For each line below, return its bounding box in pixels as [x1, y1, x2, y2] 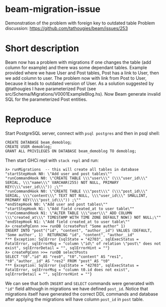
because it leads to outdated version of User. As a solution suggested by [5, 80, 154, 86]
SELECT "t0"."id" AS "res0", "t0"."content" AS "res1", [5, 254, 123, 259]
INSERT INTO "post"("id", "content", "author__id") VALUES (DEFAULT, [5, 228, 153, 233]
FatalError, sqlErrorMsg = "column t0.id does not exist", [5, 267, 130, 272]
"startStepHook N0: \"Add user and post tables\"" [5, 171, 112, 176]
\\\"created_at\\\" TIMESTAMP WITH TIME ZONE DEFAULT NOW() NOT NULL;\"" [5, 215, 162, 220]
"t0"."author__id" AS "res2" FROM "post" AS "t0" [5, 258, 110, 264]
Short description [5, 43, 80, 54]
